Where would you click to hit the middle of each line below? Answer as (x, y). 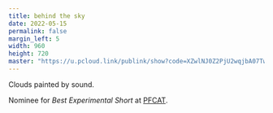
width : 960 (27, 46)
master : (22, 62)
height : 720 (28, 54)
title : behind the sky (47, 16)
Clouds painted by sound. (52, 84)
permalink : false (38, 31)
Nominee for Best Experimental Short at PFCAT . (88, 100)
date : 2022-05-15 (38, 24)
